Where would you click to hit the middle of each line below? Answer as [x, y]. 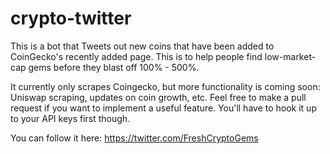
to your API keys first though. [70, 118]
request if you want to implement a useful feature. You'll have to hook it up [163, 108]
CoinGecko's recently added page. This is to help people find [136, 56]
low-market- [290, 56]
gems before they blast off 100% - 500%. [114, 67]
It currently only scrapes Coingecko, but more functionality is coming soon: [165, 86]
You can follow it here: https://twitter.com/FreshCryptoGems [134, 138]
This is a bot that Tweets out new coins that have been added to [142, 46]
